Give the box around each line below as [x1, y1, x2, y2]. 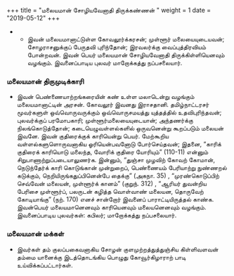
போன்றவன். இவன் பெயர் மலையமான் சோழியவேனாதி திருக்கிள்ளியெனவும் [27, 51, 226, 59]
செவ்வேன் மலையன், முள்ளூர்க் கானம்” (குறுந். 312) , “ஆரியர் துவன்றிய [16, 179, 207, 188]
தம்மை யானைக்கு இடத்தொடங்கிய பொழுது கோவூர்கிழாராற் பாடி [16, 253, 186, 261]
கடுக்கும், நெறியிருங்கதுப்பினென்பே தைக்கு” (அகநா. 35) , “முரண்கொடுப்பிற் [16, 171, 220, 180]
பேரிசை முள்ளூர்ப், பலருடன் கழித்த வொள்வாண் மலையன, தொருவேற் [16, 188, 204, 196]
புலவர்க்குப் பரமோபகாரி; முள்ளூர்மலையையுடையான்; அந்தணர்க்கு [16, 116, 194, 125]
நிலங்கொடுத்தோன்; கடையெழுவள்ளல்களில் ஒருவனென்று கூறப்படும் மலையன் [16, 124, 224, 133]
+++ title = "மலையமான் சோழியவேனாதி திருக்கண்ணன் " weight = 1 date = [6, 6, 212, 14]
